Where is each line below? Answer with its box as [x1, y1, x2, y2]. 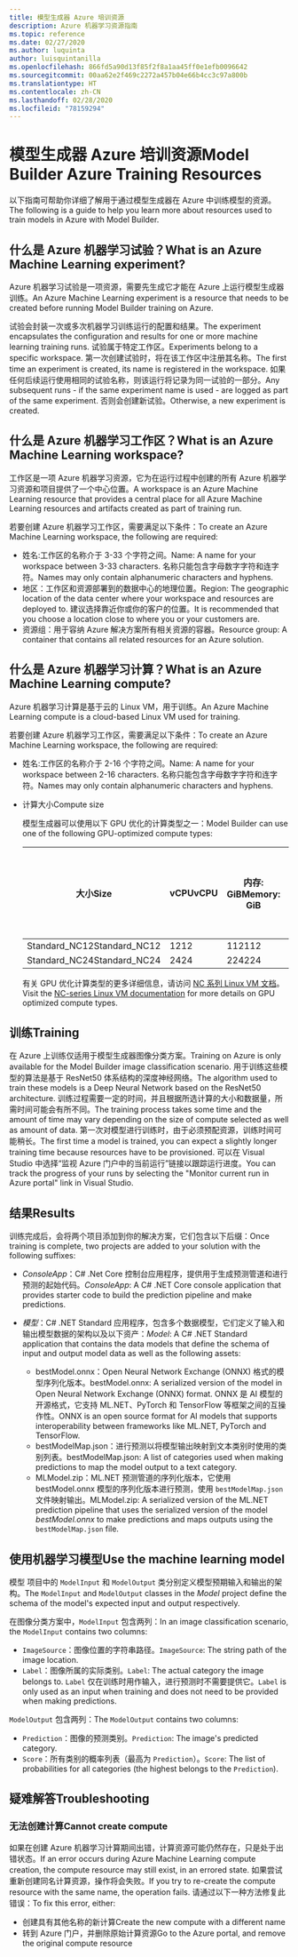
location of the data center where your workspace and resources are [21, 593, 274, 603]
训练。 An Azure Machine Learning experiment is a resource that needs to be [9, 292, 289, 303]
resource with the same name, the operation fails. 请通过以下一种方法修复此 [9, 1886, 286, 1897]
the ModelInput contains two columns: [9, 1626, 148, 1637]
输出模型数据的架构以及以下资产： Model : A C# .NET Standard [21, 1329, 248, 1339]
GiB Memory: [226, 888, 281, 900]
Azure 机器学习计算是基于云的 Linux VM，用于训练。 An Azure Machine [9, 701, 269, 712]
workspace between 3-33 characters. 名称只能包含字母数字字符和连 [21, 561, 272, 571]
